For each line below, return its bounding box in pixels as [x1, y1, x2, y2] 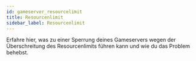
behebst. [6, 49, 28, 56]
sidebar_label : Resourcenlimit [6, 20, 85, 26]
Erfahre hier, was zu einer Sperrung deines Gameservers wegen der [6, 36, 177, 44]
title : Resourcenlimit [6, 14, 64, 20]
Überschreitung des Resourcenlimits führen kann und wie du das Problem [6, 42, 191, 50]
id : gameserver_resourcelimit [6, 8, 83, 15]
